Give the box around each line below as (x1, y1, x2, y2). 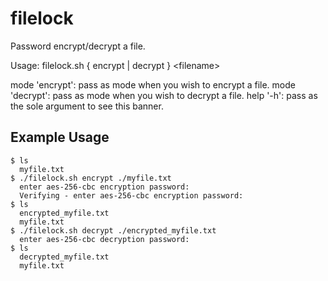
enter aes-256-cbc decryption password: (19, 234, 190, 244)
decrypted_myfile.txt (19, 252, 110, 262)
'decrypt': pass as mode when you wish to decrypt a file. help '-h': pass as (10, 89, 318, 101)
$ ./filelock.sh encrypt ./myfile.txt (10, 173, 172, 183)
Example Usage (10, 129, 110, 146)
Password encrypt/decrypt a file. (10, 40, 146, 52)
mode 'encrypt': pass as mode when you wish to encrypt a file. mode (10, 78, 296, 91)
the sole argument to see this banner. (10, 100, 164, 112)
